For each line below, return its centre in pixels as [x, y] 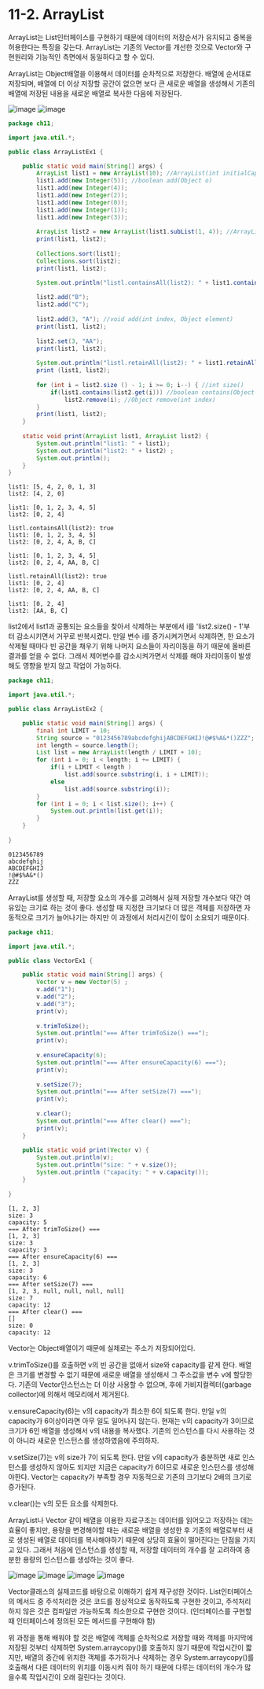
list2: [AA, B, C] [38, 611]
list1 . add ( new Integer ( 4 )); [82, 188]
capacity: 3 [27, 1250]
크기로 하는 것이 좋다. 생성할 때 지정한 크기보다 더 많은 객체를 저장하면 [136, 907]
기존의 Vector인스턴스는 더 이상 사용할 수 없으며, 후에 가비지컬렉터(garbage [135, 1384]
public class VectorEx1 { [50, 961]
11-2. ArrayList [56, 15]
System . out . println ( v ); [75, 1158]
